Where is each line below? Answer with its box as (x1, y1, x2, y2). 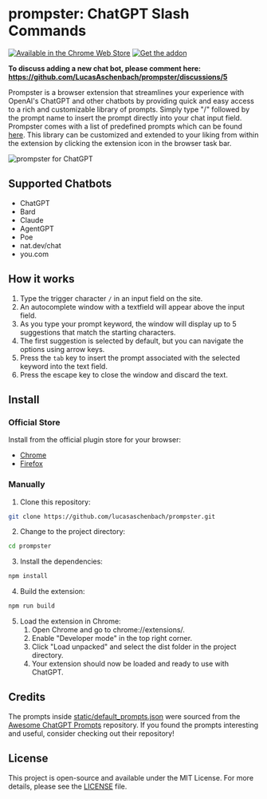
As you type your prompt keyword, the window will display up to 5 (19, 318, 237, 328)
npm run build (8, 602, 56, 611)
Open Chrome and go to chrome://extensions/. (31, 625, 186, 635)
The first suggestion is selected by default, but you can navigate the (19, 336, 244, 346)
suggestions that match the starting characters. (19, 327, 176, 337)
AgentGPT (19, 223, 54, 233)
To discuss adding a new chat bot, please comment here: (8, 63, 202, 73)
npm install (8, 572, 48, 580)
